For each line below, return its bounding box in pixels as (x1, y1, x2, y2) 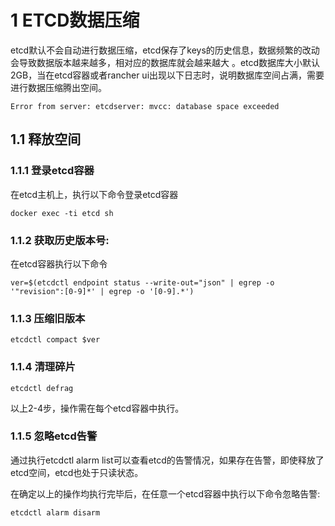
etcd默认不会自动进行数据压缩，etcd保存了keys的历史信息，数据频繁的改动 (10, 44, 320, 56)
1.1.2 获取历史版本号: (10, 233, 110, 247)
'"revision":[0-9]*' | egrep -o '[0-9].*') (10, 286, 195, 296)
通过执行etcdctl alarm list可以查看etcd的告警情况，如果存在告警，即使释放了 (10, 454, 325, 466)
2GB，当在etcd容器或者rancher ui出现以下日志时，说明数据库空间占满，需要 (10, 69, 325, 81)
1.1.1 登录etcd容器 (10, 164, 95, 178)
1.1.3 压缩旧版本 (10, 311, 86, 325)
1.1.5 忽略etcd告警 (10, 429, 98, 443)
